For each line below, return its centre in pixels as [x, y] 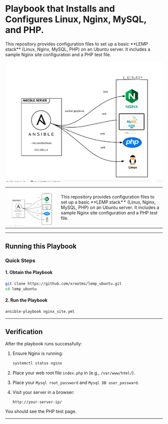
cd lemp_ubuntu [21, 289]
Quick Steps [20, 260]
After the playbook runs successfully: [44, 344]
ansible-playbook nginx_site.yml [40, 311]
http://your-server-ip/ [37, 402]
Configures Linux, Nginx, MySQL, [76, 19]
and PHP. [24, 30]
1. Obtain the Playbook [29, 272]
